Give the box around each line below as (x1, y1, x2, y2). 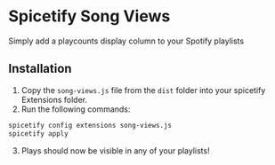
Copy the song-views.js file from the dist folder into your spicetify (20, 84, 266, 95)
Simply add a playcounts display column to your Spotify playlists (8, 35, 245, 46)
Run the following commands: (20, 104, 131, 114)
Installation (8, 61, 72, 76)
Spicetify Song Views (8, 6, 171, 27)
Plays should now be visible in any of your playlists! (20, 145, 210, 156)
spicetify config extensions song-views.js (8, 121, 173, 130)
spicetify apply (8, 129, 69, 138)
